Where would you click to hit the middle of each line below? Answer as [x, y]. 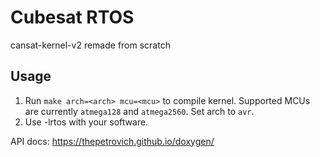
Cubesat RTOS [72, 17]
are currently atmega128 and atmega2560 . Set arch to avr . [139, 111]
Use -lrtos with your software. [86, 122]
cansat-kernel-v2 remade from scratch [90, 45]
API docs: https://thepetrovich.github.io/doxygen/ [112, 141]
